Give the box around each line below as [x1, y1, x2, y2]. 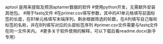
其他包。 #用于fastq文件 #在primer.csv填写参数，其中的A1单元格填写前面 [5, 10, 151, 16]
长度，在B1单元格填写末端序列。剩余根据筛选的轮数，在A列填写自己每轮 [13, 16, 158, 22]
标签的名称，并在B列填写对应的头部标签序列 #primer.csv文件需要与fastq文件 [5, 22, 158, 28]
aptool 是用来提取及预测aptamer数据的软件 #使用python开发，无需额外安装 [5, 4, 156, 10]
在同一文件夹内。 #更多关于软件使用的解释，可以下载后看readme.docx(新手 [5, 28, 157, 33]
